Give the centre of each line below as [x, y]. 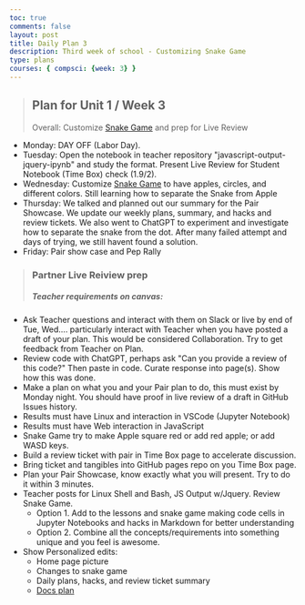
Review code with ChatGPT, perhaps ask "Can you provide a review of [155, 358]
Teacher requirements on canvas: [97, 297]
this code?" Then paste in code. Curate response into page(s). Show [151, 368]
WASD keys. [46, 445]
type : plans [32, 60]
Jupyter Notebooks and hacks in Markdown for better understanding [165, 522]
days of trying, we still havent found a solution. [110, 241]
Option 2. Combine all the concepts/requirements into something [158, 532]
